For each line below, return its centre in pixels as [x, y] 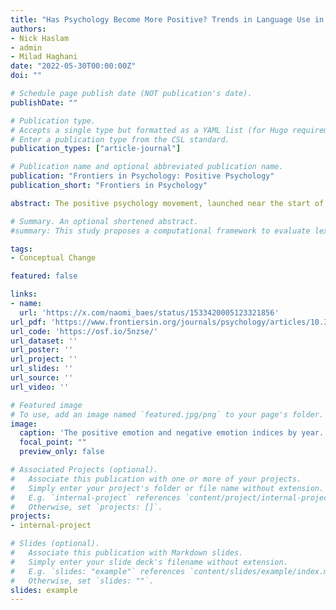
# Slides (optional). [55, 544]
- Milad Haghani [44, 57]
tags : [21, 249]
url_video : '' [40, 387]
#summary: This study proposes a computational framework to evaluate [160, 231]
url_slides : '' [42, 369]
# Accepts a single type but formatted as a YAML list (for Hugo [149, 130]
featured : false [44, 276]
